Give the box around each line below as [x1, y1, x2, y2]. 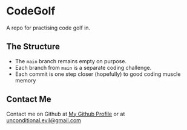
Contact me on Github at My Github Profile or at [6, 110, 125, 117]
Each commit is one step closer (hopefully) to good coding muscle [15, 70, 181, 78]
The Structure [6, 42, 61, 52]
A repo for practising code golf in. [6, 24, 91, 31]
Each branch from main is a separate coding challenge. [15, 64, 152, 71]
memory [15, 76, 36, 84]
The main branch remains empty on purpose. [15, 57, 127, 64]
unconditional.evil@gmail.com [6, 116, 82, 124]
